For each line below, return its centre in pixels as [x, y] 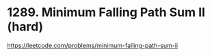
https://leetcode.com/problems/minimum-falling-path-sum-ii [93, 45]
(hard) [25, 27]
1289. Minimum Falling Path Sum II [106, 12]
